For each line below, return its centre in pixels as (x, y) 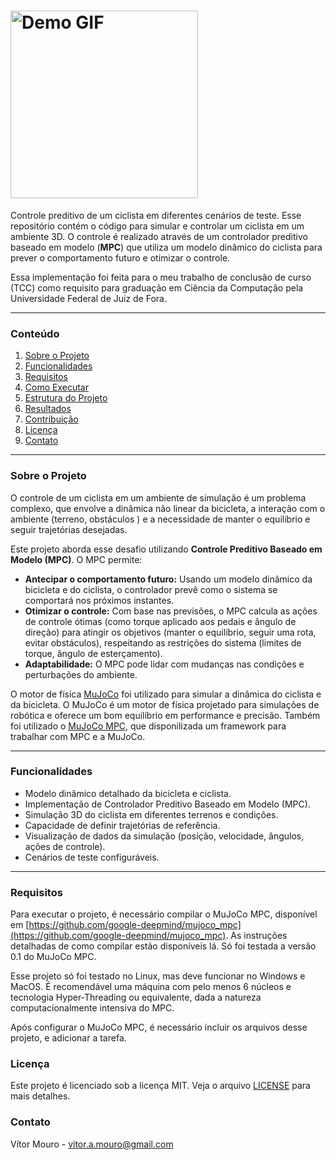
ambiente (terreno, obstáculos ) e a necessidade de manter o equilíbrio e (160, 519)
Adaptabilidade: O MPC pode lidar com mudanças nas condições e (164, 664)
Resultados (48, 409)
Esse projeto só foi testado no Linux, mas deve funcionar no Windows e (158, 976)
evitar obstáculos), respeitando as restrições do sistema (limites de (163, 642)
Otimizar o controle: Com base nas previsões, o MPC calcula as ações (171, 611)
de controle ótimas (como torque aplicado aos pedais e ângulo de (160, 621)
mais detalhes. (40, 1096)
